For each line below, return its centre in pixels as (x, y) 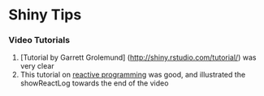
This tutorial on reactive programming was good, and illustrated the (133, 75)
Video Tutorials (39, 40)
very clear (37, 66)
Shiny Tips (45, 15)
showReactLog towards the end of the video (94, 83)
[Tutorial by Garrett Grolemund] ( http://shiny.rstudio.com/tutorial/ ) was (138, 57)
